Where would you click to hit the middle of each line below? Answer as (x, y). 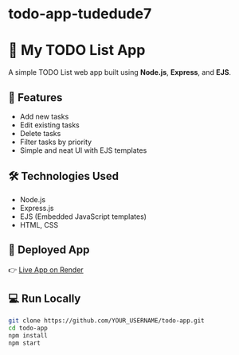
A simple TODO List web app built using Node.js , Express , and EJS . (120, 72)
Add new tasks (44, 116)
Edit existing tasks (49, 125)
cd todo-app (28, 328)
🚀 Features (35, 98)
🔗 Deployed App (49, 250)
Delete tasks (40, 133)
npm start (25, 343)
